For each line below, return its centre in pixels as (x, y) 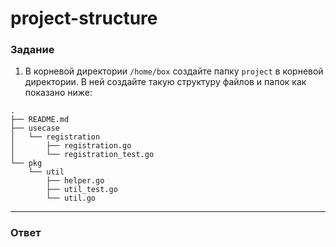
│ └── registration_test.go (82, 155)
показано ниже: (58, 93)
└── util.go (71, 198)
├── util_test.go (82, 190)
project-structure (84, 18)
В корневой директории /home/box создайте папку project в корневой (174, 71)
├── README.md (40, 120)
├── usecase (35, 128)
